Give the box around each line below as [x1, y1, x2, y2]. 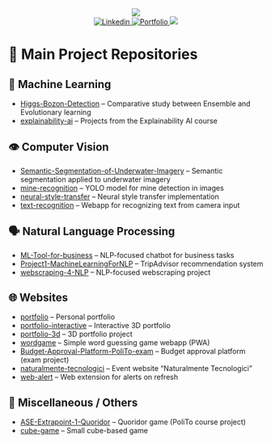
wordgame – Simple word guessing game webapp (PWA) [19, 338, 210, 348]
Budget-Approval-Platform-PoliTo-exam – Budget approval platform [19, 347, 246, 357]
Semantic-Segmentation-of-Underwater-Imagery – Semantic [19, 166, 223, 175]
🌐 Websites [8, 291, 69, 305]
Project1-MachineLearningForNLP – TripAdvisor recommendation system [19, 259, 264, 268]
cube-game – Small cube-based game [19, 426, 148, 436]
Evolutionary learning [19, 108, 91, 116]
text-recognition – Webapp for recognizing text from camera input [19, 200, 240, 209]
